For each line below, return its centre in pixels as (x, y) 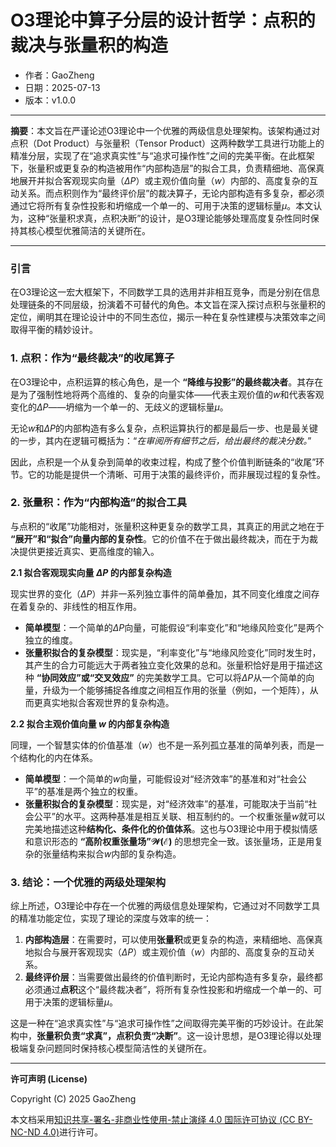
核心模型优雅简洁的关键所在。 (89, 230)
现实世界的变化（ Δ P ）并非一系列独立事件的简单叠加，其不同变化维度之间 (161, 593)
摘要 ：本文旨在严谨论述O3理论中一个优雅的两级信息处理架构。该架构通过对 (165, 130)
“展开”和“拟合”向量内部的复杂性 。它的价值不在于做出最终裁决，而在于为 (160, 538)
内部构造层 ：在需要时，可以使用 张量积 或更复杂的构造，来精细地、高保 (169, 940)
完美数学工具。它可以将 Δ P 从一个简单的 (225, 677)
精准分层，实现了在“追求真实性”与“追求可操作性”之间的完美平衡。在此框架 (162, 155)
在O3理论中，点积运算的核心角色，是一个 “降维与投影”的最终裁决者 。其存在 (167, 382)
